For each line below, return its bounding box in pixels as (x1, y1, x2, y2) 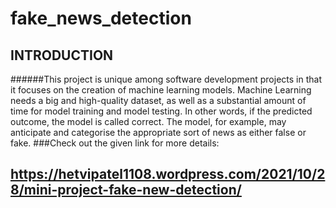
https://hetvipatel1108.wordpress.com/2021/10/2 (10, 166, 326, 183)
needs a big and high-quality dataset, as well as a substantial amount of (10, 95, 307, 106)
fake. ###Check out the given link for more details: (10, 137, 220, 149)
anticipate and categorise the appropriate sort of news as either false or (10, 127, 307, 138)
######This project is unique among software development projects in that (10, 73, 322, 85)
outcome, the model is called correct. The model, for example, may (10, 116, 287, 127)
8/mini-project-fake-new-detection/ (10, 182, 242, 199)
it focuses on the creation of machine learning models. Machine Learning (10, 84, 312, 96)
